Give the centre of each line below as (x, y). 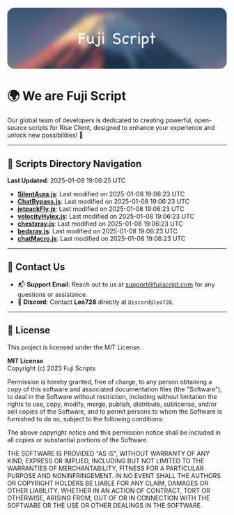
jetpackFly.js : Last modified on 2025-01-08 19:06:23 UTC (101, 209)
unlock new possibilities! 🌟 (45, 135)
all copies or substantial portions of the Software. (78, 440)
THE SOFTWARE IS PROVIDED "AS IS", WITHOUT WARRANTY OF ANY (109, 453)
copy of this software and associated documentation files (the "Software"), (115, 389)
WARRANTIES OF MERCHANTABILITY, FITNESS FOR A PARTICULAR (106, 468)
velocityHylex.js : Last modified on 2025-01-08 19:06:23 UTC (106, 217)
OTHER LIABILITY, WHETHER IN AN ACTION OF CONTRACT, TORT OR (109, 491)
